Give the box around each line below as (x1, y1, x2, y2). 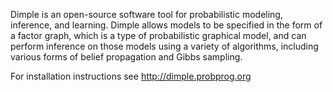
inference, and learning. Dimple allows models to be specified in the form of (10, 19, 323, 31)
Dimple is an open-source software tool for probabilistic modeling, (10, 9, 283, 20)
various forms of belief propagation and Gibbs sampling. (10, 51, 243, 63)
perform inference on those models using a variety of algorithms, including (10, 40, 319, 52)
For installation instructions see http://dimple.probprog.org (10, 70, 252, 82)
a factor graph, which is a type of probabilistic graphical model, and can (10, 30, 307, 41)
